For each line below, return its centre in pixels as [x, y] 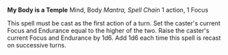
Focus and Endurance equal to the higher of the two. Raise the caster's [108, 31]
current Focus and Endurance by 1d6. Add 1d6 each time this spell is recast [114, 38]
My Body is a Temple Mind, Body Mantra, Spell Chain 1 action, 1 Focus [108, 10]
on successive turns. [37, 45]
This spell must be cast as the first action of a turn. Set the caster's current [114, 23]
